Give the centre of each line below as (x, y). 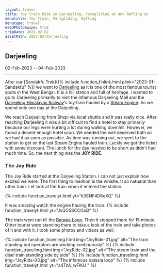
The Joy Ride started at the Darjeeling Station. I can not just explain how (77, 176)
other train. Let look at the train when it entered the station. (64, 186)
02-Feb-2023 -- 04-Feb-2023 (35, 68)
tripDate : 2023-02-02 (27, 32)
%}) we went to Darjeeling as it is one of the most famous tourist (92, 87)
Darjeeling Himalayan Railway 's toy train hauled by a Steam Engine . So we (79, 102)
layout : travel (20, 9)
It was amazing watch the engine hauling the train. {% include (67, 205)
